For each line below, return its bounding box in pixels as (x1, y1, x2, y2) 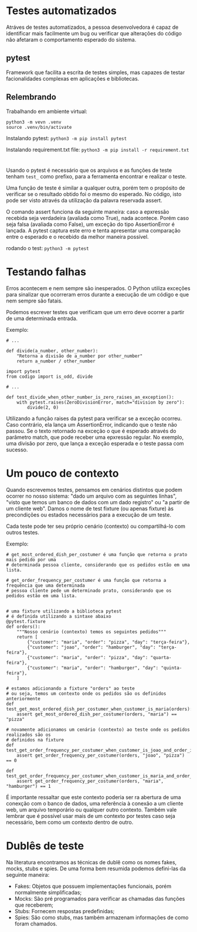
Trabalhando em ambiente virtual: (6, 108, 87, 115)
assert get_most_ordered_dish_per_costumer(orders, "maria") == (16, 711, 177, 717)
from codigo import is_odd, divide (6, 374, 93, 380)
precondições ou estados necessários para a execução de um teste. (6, 511, 172, 518)
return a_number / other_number (16, 358, 96, 364)
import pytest (6, 368, 41, 374)
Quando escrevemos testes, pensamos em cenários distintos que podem (6, 486, 183, 493)
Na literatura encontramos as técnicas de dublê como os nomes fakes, (6, 858, 177, 866)
